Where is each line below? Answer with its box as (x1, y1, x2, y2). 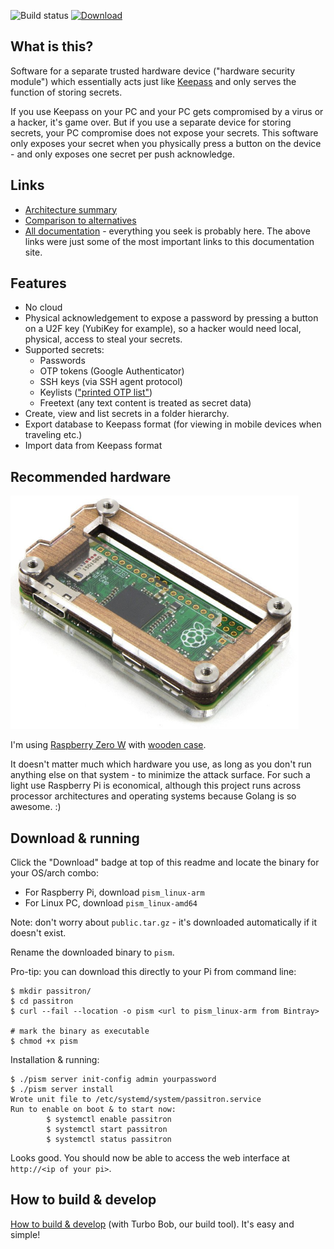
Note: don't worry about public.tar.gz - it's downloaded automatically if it (10, 916, 318, 929)
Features (10, 275, 67, 292)
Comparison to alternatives (24, 214, 137, 226)
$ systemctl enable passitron (46, 1115, 172, 1125)
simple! (10, 1228, 41, 1240)
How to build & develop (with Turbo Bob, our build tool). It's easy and (10, 1218, 295, 1230)
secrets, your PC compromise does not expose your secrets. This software (10, 126, 319, 139)
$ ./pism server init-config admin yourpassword (10, 1075, 217, 1085)
